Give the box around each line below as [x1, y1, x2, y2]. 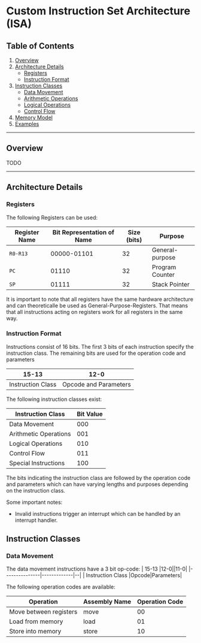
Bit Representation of [52, 228, 115, 236]
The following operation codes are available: [6, 583, 115, 591]
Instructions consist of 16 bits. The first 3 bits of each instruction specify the [6, 343, 194, 350]
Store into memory [9, 627, 62, 636]
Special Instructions [9, 458, 65, 467]
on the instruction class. [6, 487, 66, 494]
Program [151, 262, 176, 271]
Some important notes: [6, 499, 63, 506]
